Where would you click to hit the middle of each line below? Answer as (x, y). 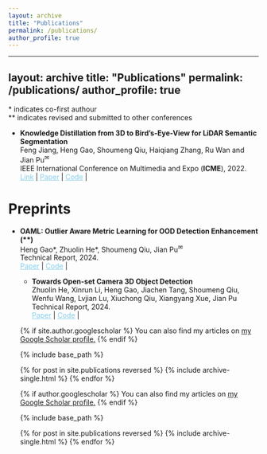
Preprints (40, 209)
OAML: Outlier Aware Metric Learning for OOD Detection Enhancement (139, 231)
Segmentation (44, 142)
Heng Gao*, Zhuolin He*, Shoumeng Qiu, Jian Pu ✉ (101, 249)
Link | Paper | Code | (53, 177)
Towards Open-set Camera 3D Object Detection (112, 282)
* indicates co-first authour (53, 109)
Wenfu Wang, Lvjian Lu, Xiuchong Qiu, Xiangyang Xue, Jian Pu (134, 299)
